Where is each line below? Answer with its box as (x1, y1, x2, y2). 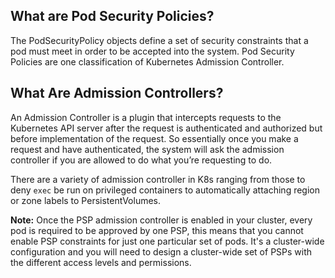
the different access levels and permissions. (10, 256, 192, 268)
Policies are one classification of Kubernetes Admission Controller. (10, 55, 285, 68)
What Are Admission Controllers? (10, 85, 224, 102)
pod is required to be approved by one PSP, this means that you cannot (10, 224, 304, 236)
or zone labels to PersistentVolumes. (10, 194, 162, 206)
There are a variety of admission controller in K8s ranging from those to (10, 173, 306, 185)
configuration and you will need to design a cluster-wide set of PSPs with (10, 245, 313, 258)
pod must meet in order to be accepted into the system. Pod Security (10, 45, 295, 57)
